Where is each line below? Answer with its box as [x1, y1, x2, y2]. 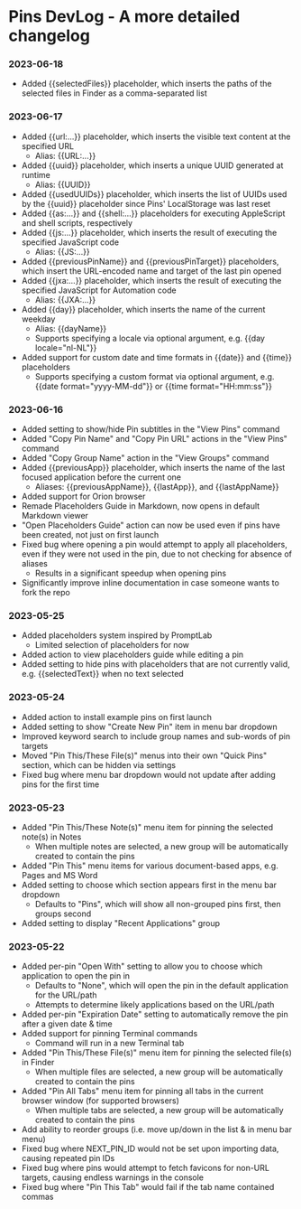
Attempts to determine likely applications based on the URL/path [34, 999, 275, 1010]
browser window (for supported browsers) [21, 1095, 179, 1106]
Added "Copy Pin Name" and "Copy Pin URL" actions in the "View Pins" [21, 434, 287, 445]
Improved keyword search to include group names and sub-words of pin [21, 730, 290, 742]
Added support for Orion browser [21, 491, 146, 502]
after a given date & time [21, 1018, 114, 1029]
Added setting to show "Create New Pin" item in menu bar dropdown [21, 721, 278, 732]
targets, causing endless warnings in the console [21, 1172, 205, 1183]
